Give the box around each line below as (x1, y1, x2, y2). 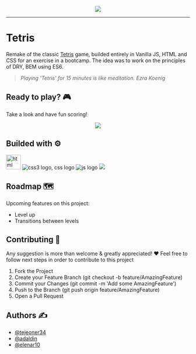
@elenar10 (14, 341, 40, 348)
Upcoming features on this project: (6, 200, 90, 207)
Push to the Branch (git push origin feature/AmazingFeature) (14, 287, 160, 294)
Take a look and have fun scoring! (6, 111, 87, 118)
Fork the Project (14, 268, 54, 275)
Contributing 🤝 (6, 234, 61, 244)
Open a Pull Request (14, 292, 64, 299)
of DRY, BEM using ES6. (6, 63, 64, 70)
